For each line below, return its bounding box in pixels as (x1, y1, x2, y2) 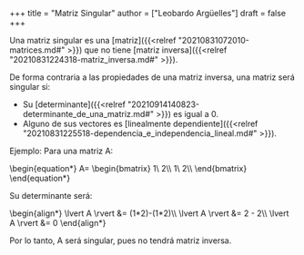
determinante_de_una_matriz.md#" (22, 109, 155, 119)
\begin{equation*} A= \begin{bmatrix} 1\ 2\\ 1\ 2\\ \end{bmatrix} (9, 163, 248, 173)
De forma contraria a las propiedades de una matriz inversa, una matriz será (9, 72, 295, 83)
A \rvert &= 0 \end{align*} (9, 218, 106, 228)
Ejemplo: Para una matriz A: (9, 145, 114, 156)
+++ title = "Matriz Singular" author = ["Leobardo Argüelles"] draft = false (9, 8, 287, 18)
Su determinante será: (9, 191, 93, 201)
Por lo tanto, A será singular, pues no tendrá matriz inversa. (9, 235, 232, 246)
